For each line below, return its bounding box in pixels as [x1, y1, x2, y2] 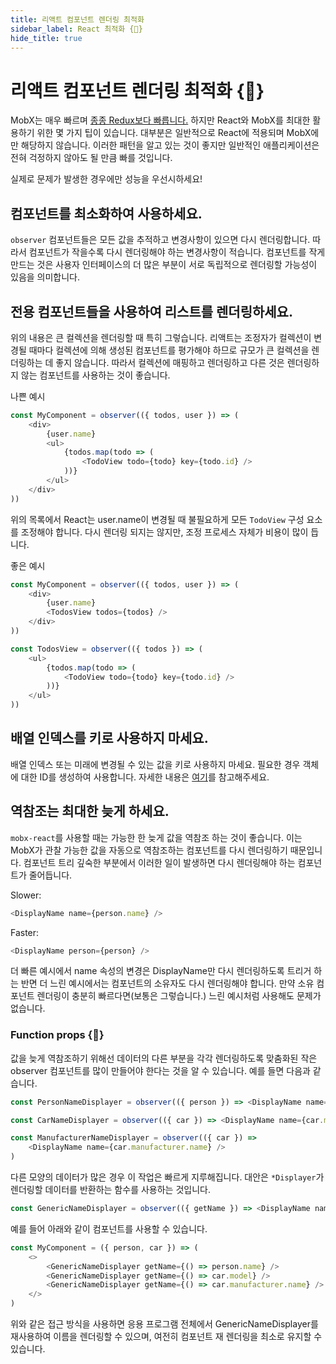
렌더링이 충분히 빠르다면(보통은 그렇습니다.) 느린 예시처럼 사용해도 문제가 [36, 990, 322, 1002]
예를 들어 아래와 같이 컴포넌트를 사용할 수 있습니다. [10, 1222, 208, 1235]
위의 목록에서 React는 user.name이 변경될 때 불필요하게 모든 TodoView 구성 [10, 513, 305, 525]
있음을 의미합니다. [10, 271, 81, 283]
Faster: [10, 926, 40, 938]
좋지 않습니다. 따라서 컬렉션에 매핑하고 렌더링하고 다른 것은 [55, 356, 285, 368]
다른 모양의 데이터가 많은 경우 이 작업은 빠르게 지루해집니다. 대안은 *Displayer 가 [10, 1171, 325, 1183]
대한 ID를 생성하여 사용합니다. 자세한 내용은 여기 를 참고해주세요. [20, 771, 270, 783]
